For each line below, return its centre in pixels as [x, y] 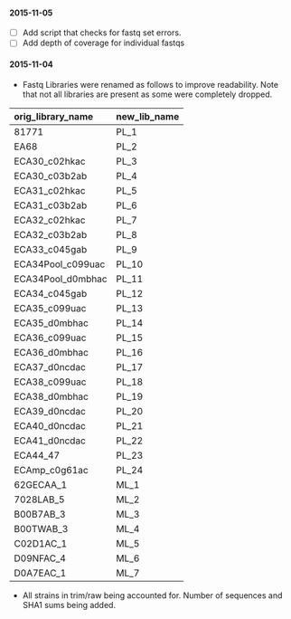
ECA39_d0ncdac [50, 411]
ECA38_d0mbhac [51, 396]
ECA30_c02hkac [50, 161]
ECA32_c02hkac [50, 220]
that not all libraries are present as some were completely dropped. [147, 94]
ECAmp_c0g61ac [51, 470]
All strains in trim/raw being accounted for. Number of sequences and [152, 595]
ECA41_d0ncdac [50, 441]
